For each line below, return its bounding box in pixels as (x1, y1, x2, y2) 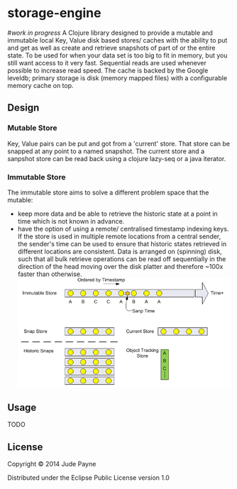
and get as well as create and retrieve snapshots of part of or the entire (7, 43, 216, 52)
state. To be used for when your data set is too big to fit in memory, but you (7, 51, 228, 60)
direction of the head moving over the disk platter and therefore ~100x (17, 262, 224, 270)
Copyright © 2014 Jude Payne (7, 460, 97, 468)
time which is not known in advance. (17, 216, 125, 225)
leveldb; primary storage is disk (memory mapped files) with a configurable (7, 73, 228, 82)
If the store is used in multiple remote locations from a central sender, (17, 232, 221, 241)
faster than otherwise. (17, 270, 82, 278)
